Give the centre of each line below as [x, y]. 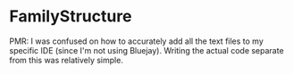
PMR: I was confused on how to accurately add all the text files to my [136, 41]
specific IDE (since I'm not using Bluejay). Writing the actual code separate [146, 50]
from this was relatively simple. [66, 60]
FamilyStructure [71, 16]
